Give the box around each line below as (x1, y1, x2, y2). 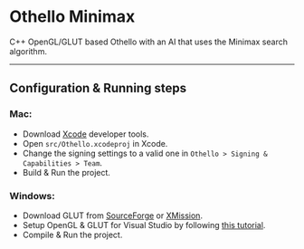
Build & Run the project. (22, 167, 111, 177)
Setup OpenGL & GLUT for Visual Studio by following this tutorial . (22, 219, 266, 230)
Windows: (9, 189, 56, 202)
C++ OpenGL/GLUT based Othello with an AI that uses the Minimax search (9, 36, 288, 47)
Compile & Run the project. (22, 229, 123, 240)
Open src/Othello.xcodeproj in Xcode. (22, 138, 168, 148)
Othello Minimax (9, 6, 136, 27)
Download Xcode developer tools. (22, 129, 149, 139)
